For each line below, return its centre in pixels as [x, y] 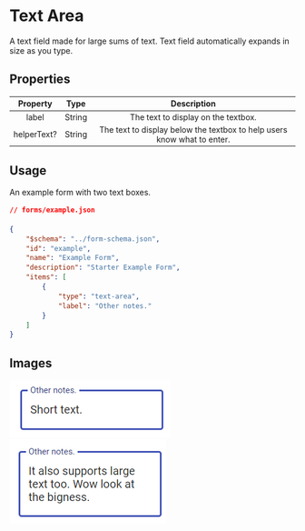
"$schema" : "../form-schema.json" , [93, 239]
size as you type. [41, 50]
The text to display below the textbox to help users [193, 129]
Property [35, 104]
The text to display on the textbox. [193, 117]
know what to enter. [193, 139]
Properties [40, 80]
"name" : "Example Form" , [73, 258]
